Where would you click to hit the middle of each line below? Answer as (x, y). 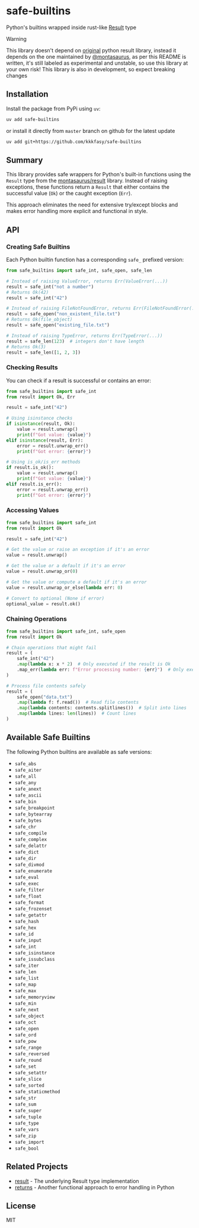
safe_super (28, 1110)
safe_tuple (28, 1117)
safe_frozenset (33, 909)
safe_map (25, 984)
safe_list (27, 978)
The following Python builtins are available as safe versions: (79, 751)
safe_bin (25, 802)
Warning (16, 39)
